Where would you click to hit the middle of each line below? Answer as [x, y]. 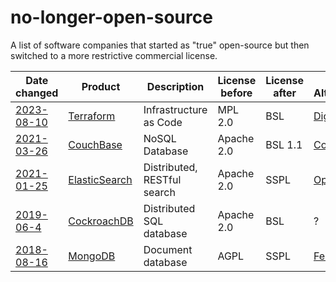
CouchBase [95, 144]
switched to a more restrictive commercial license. [114, 55]
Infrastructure [175, 109]
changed [37, 93]
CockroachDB [101, 221]
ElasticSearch [100, 179]
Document [168, 249]
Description [175, 86]
